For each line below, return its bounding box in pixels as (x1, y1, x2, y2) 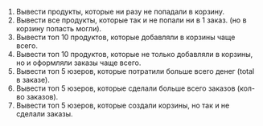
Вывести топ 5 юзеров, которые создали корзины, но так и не (15, 100, 230, 110)
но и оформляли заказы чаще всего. (15, 58, 142, 67)
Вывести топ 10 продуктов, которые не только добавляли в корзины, (15, 50, 253, 59)
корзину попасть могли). (15, 24, 102, 33)
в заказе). (15, 75, 50, 84)
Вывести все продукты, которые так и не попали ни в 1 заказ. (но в (15, 15, 247, 25)
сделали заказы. (15, 109, 74, 119)
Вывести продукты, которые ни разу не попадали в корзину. (15, 7, 225, 16)
